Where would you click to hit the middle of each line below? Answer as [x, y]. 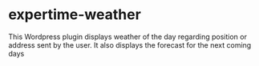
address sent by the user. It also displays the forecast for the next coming [130, 45]
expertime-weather [75, 15]
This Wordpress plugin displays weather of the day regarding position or [127, 37]
